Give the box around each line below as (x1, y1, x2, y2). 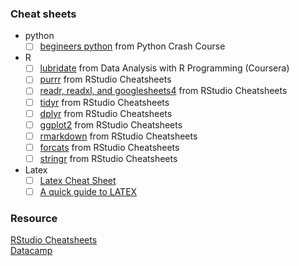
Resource (10, 211, 58, 225)
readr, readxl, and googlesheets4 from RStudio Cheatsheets (39, 85, 288, 97)
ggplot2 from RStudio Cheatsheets (39, 118, 183, 131)
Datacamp (10, 245, 53, 257)
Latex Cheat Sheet (39, 174, 117, 186)
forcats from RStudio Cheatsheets (39, 141, 180, 153)
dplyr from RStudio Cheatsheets (39, 107, 173, 119)
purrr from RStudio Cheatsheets (39, 73, 172, 86)
